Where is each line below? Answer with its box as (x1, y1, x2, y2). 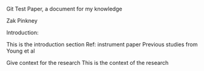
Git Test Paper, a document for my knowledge (6, 6, 123, 12)
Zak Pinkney (6, 17, 38, 24)
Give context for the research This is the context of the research (6, 59, 169, 66)
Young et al (6, 47, 35, 54)
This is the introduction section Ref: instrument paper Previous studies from (6, 41, 198, 48)
